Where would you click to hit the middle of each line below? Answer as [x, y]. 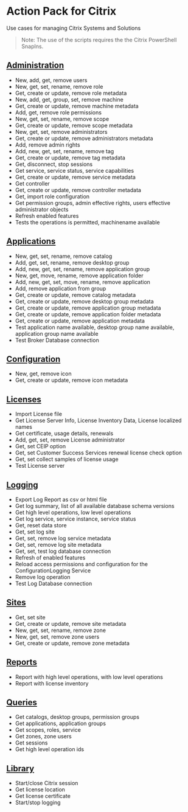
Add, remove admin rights [47, 145]
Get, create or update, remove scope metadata [74, 125]
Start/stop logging [38, 803]
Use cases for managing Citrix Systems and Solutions [74, 28]
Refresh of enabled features [50, 557]
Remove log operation [43, 577]
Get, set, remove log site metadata [58, 545]
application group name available [57, 333]
